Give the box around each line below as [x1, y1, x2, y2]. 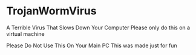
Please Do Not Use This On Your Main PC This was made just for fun [6, 42, 177, 49]
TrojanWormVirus [6, 4, 97, 18]
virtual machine [6, 30, 45, 37]
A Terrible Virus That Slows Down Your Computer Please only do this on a [6, 24, 191, 31]
